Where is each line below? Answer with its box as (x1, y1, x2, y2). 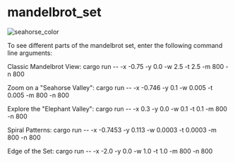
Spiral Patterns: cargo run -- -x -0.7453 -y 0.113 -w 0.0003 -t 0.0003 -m (7, 125, 217, 134)
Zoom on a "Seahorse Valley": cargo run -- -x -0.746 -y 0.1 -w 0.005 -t (7, 83, 213, 92)
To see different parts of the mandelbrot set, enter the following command (7, 41, 223, 49)
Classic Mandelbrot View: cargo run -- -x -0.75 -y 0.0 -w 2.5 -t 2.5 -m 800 (7, 62, 224, 70)
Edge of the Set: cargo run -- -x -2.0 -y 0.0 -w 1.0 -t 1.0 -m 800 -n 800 (7, 147, 213, 155)
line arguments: (7, 49, 53, 57)
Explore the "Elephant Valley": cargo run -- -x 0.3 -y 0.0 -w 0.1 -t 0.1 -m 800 (7, 104, 228, 113)
